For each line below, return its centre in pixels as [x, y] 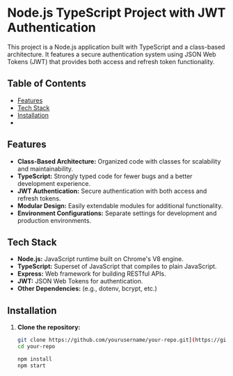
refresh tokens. [39, 198]
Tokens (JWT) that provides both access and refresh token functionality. [111, 61]
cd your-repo [36, 347]
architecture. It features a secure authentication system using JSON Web [112, 54]
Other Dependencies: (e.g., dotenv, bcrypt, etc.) [87, 289]
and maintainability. [45, 169]
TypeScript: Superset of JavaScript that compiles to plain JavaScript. [117, 267]
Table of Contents [47, 84]
